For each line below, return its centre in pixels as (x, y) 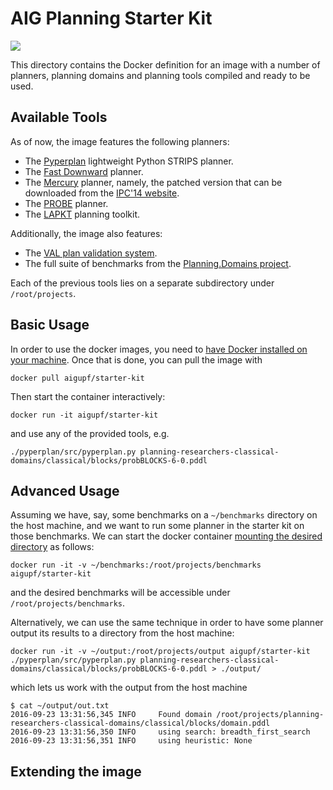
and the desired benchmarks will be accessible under (120, 593)
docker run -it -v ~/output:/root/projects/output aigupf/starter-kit (160, 652)
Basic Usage (50, 325)
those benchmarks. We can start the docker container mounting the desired (166, 536)
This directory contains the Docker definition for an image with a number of (165, 64)
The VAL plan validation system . (91, 253)
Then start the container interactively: (88, 396)
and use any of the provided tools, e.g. (90, 433)
